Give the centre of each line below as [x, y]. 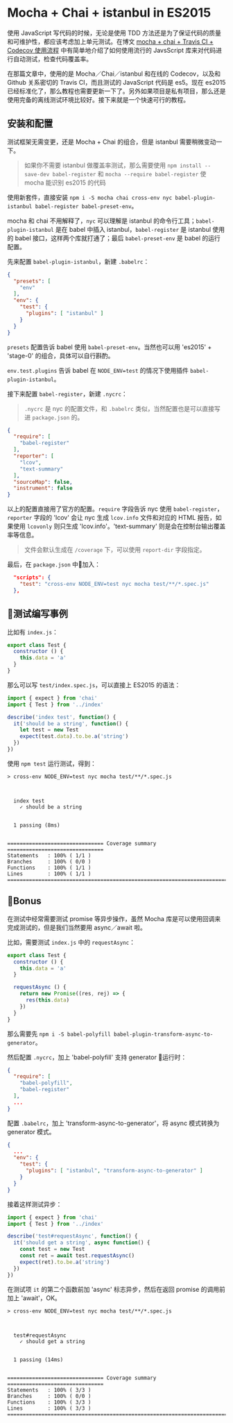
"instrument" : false [43, 488]
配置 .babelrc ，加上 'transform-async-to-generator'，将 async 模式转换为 [113, 1123]
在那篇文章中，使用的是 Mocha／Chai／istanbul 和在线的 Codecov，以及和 [114, 74]
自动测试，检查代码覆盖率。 [52, 59]
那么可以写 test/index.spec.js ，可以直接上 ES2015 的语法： [94, 684]
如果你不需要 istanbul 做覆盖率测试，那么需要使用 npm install [113, 165]
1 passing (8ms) [37, 825]
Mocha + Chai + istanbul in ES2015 [109, 13]
